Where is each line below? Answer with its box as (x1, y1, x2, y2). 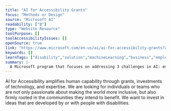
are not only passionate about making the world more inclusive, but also (5, 89, 156, 95)
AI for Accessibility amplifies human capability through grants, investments (5, 78, 162, 85)
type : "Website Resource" (5, 26, 60, 32)
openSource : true (5, 41, 42, 46)
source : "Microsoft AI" (5, 17, 56, 22)
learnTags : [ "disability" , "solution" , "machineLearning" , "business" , (5, 54, 154, 60)
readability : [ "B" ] (5, 21, 47, 27)
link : (5, 45, 17, 50)
